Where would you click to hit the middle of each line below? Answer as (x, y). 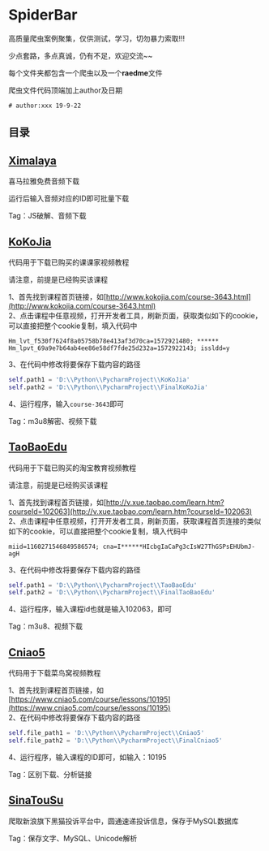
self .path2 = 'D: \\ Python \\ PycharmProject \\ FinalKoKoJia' (108, 387)
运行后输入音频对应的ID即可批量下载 (69, 199)
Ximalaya (32, 160)
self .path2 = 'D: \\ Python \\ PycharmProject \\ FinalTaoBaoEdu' (112, 593)
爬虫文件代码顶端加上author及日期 (66, 90)
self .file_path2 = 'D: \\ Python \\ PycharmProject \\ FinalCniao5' (115, 741)
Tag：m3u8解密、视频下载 (53, 421)
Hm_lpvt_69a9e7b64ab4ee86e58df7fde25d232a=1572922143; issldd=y (119, 348)
